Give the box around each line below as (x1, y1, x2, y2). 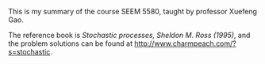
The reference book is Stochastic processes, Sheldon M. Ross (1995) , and (8, 31, 251, 40)
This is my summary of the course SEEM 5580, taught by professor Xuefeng (8, 7, 258, 16)
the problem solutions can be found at (8, 39, 133, 48)
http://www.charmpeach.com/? (134, 39, 236, 48)
